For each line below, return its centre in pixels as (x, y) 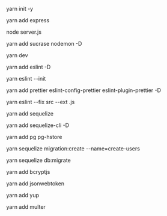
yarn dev (17, 55)
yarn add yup (23, 195)
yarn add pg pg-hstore (34, 137)
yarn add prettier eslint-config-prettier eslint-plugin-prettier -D (83, 90)
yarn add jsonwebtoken (35, 184)
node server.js (24, 32)
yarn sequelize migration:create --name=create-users (73, 149)
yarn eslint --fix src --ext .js (41, 102)
